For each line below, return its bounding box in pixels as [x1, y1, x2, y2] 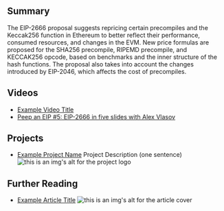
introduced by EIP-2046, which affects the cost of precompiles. [7, 67, 187, 75]
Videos [7, 87, 38, 99]
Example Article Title [16, 196, 76, 204]
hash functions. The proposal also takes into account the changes [7, 60, 194, 68]
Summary [7, 5, 50, 17]
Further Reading [7, 177, 78, 189]
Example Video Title [16, 105, 74, 114]
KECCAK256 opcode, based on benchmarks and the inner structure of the [7, 53, 218, 61]
